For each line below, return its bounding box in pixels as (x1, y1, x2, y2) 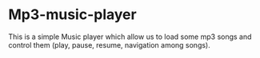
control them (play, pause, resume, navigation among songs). (8, 40, 210, 49)
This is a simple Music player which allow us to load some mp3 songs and (8, 32, 252, 41)
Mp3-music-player (8, 6, 138, 24)
